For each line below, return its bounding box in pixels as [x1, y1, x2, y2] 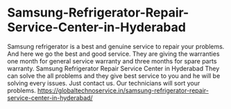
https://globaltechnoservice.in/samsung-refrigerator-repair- [37, 86, 209, 95]
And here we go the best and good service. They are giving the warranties [7, 50, 220, 58]
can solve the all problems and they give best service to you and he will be [7, 71, 221, 80]
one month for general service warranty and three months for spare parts [7, 57, 217, 65]
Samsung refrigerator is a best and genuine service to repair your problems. [7, 42, 225, 50]
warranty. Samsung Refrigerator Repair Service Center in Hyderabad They [7, 64, 220, 72]
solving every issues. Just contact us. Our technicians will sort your [7, 79, 200, 87]
